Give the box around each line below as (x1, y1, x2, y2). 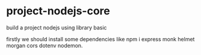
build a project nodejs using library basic (6, 24, 107, 31)
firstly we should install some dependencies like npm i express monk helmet (6, 35, 195, 42)
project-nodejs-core (6, 4, 110, 18)
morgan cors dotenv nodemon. (6, 42, 83, 49)
